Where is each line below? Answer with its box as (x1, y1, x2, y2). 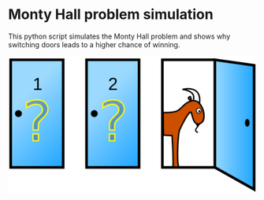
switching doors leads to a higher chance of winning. (8, 39, 180, 49)
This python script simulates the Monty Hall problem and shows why (8, 31, 231, 41)
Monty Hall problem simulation (8, 6, 214, 24)
